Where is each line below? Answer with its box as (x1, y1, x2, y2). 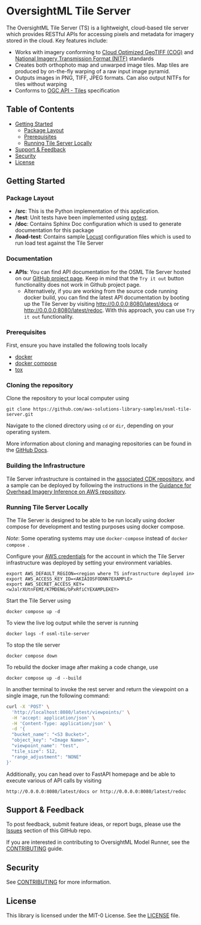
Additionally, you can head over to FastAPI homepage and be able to (6, 771, 176, 778)
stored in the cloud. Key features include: (6, 37, 108, 44)
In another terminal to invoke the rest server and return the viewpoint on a (6, 685, 189, 692)
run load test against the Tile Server (14, 239, 104, 247)
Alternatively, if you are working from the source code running (23, 287, 178, 295)
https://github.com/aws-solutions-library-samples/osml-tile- (32, 406, 192, 412)
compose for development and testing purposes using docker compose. (6, 523, 185, 530)
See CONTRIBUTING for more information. (6, 879, 112, 886)
